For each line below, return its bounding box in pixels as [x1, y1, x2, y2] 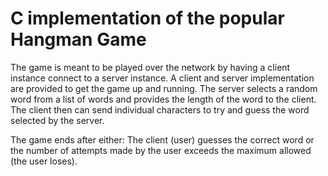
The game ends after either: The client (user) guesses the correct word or [10, 133, 315, 146]
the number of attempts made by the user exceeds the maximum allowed [10, 144, 312, 156]
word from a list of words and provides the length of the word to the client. [10, 93, 317, 105]
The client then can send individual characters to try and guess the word [10, 103, 310, 116]
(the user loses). [10, 155, 78, 167]
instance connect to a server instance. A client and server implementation [10, 72, 315, 84]
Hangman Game [10, 28, 147, 51]
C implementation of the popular [10, 7, 285, 30]
